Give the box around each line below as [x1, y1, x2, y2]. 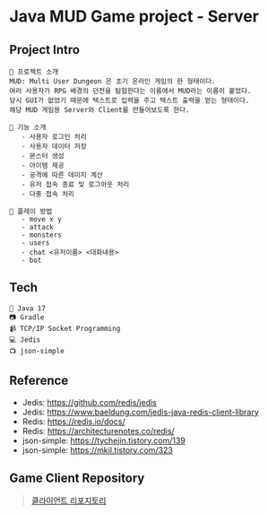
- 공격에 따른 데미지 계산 [21, 170, 103, 179]
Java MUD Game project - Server [9, 6, 260, 27]
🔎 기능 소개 [9, 123, 47, 132]
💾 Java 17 [9, 303, 47, 313]
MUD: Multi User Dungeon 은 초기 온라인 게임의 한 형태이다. [9, 77, 216, 86]
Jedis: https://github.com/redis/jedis [22, 396, 157, 407]
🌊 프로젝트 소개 [9, 67, 59, 76]
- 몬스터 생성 [21, 152, 65, 161]
